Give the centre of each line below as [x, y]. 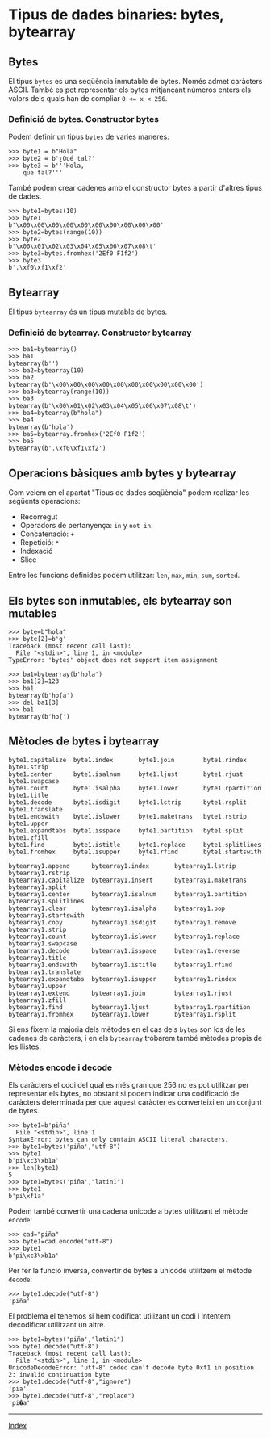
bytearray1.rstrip [39, 873]
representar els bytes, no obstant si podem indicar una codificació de [124, 1094]
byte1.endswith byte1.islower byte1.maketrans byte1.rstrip [128, 816]
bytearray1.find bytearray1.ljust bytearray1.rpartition [129, 1007]
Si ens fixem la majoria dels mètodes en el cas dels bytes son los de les [127, 1029]
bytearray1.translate [45, 972]
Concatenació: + [47, 534]
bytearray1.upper [38, 986]
